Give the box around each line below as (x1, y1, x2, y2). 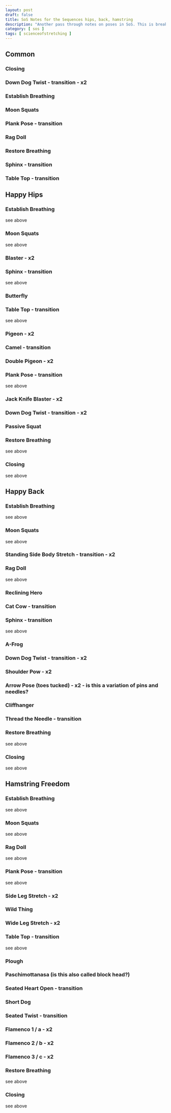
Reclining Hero (5, 589, 43, 596)
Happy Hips (5, 191, 43, 199)
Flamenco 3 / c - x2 (5, 1053, 54, 1061)
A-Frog (5, 641, 23, 648)
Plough (5, 958, 23, 965)
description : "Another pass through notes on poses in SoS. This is (5, 21, 154, 27)
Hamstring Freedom (5, 780, 70, 788)
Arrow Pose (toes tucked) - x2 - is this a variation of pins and (5, 681, 159, 688)
